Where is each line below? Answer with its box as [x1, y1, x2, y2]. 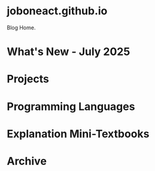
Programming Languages [7, 100, 135, 113]
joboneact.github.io [7, 4, 108, 18]
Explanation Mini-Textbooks [7, 127, 150, 141]
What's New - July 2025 [7, 45, 130, 59]
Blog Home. [7, 24, 36, 31]
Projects [7, 72, 50, 86]
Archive [7, 154, 47, 168]
